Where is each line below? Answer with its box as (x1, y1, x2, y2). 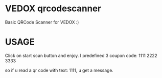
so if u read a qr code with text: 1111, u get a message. (5, 67, 114, 73)
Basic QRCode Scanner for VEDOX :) (5, 19, 79, 25)
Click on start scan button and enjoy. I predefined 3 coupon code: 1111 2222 (5, 52, 158, 58)
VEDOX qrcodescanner (5, 3, 101, 14)
